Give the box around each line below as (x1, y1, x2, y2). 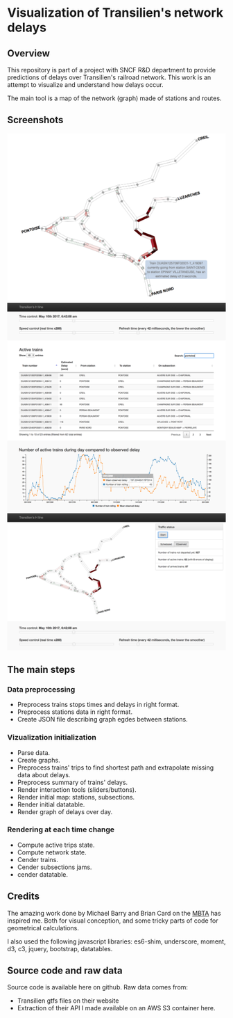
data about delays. (17, 770, 71, 779)
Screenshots (7, 114, 64, 126)
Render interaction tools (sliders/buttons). (17, 785, 137, 794)
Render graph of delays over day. (17, 807, 113, 816)
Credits (7, 891, 40, 902)
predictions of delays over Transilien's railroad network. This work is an (7, 73, 212, 81)
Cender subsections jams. (17, 863, 92, 871)
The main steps (7, 663, 76, 676)
